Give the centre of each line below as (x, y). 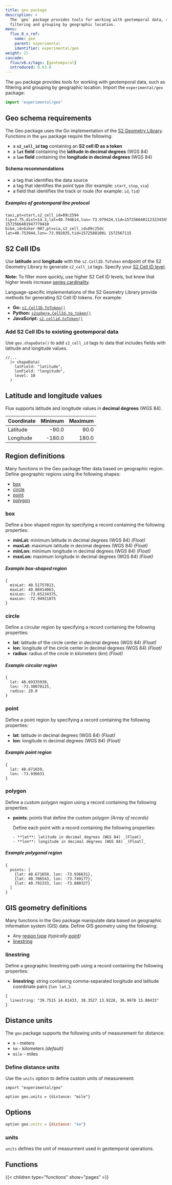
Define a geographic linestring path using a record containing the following (84, 965)
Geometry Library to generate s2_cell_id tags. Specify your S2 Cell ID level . (86, 266)
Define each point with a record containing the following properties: (84, 828)
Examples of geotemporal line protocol (48, 203)
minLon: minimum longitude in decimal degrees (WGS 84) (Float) (82, 551)
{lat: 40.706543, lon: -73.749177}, (54, 878)
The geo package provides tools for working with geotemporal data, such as (85, 82)
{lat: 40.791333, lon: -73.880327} (52, 883)
